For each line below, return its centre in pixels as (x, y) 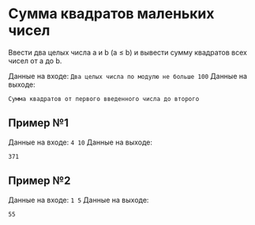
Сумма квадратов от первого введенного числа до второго (104, 99)
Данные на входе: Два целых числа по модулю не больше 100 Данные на (127, 76)
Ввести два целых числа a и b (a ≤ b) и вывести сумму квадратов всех (127, 52)
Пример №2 (39, 181)
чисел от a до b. (35, 61)
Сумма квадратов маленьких (111, 14)
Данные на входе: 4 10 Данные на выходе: (80, 142)
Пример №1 (38, 123)
